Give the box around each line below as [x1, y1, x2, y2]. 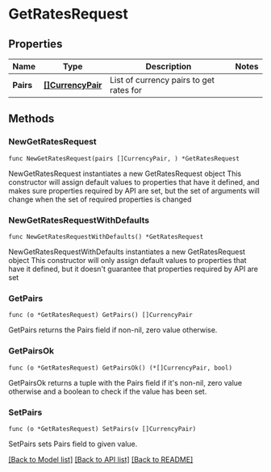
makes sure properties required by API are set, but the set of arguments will [8, 186, 260, 195]
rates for [110, 85, 143, 95]
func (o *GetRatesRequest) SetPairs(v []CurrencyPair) [8, 424, 197, 432]
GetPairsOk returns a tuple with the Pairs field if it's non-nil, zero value [8, 378, 243, 387]
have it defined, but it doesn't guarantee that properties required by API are [8, 264, 258, 274]
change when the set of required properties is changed [8, 194, 192, 204]
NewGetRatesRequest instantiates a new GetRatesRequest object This [8, 169, 242, 178]
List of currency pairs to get [110, 74, 215, 86]
